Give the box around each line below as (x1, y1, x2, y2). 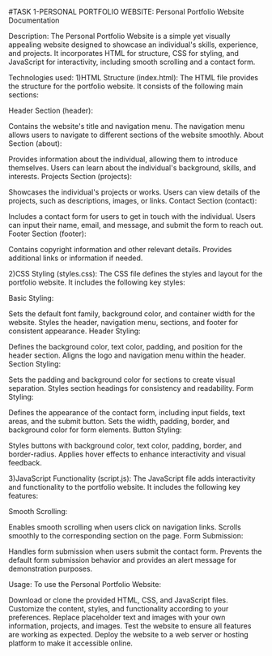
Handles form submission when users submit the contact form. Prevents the (8, 547, 262, 556)
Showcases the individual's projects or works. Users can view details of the (8, 187, 261, 197)
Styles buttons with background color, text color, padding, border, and (8, 441, 242, 450)
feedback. (8, 458, 42, 467)
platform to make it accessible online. (8, 638, 134, 648)
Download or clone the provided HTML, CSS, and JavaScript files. (8, 595, 228, 605)
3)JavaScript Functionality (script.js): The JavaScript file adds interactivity (8, 474, 256, 483)
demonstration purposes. (8, 564, 93, 573)
